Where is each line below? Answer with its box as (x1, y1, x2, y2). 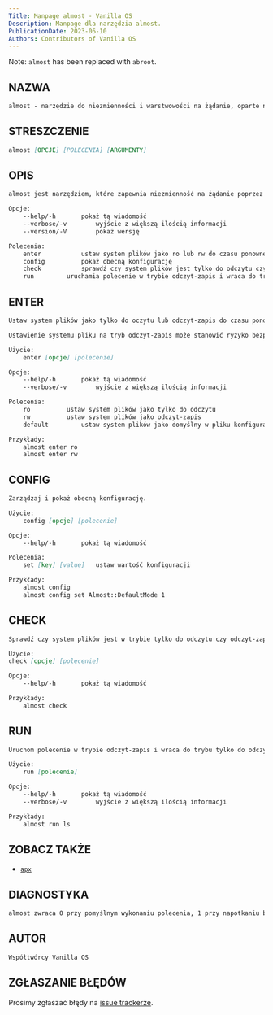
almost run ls (23, 820, 71, 828)
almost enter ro (23, 442, 79, 451)
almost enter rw (23, 451, 79, 459)
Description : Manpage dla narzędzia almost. (8, 20, 162, 28)
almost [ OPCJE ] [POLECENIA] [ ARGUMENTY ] (8, 146, 148, 155)
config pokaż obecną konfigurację (23, 257, 173, 265)
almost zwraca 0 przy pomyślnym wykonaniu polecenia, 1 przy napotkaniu (8, 909, 260, 917)
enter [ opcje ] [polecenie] (23, 353, 115, 362)
